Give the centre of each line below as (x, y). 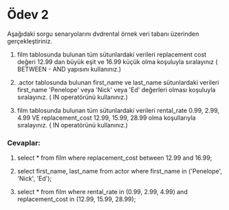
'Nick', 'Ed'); (34, 178)
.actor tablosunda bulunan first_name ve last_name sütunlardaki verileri (118, 82)
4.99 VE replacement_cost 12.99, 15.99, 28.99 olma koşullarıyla (106, 118)
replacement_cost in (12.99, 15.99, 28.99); (76, 199)
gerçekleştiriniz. (30, 41)
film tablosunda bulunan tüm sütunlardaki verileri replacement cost (112, 54)
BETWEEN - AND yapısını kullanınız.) (69, 69)
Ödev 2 (28, 15)
